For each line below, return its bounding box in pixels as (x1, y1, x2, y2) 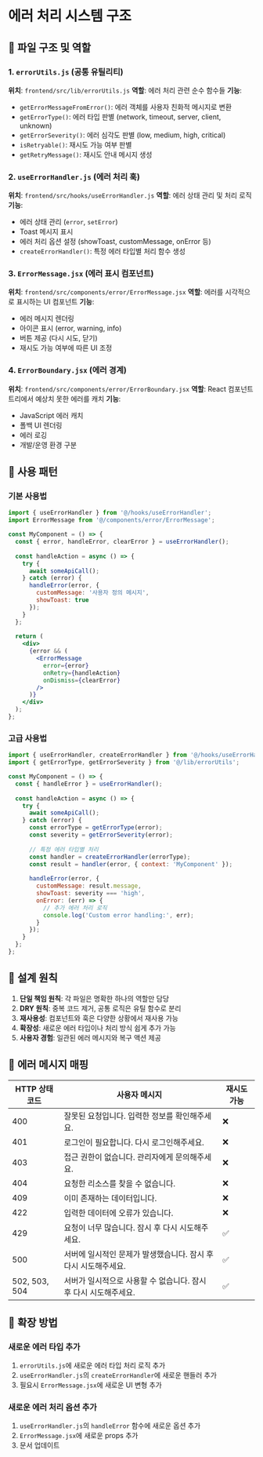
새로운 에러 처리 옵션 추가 (8, 1402, 98, 1413)
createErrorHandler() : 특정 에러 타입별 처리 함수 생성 (19, 246, 186, 256)
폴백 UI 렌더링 (19, 421, 63, 430)
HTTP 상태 (15, 1084, 53, 1095)
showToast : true (36, 596, 89, 604)
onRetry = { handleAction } (42, 668, 121, 677)
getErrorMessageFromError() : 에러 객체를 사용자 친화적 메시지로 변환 (19, 102, 232, 111)
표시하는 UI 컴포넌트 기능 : (16, 297, 95, 307)
